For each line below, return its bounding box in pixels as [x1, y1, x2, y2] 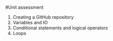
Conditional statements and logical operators [12, 25, 108, 31]
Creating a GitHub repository [12, 14, 74, 20]
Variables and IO [12, 20, 48, 25]
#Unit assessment [5, 5, 44, 10]
